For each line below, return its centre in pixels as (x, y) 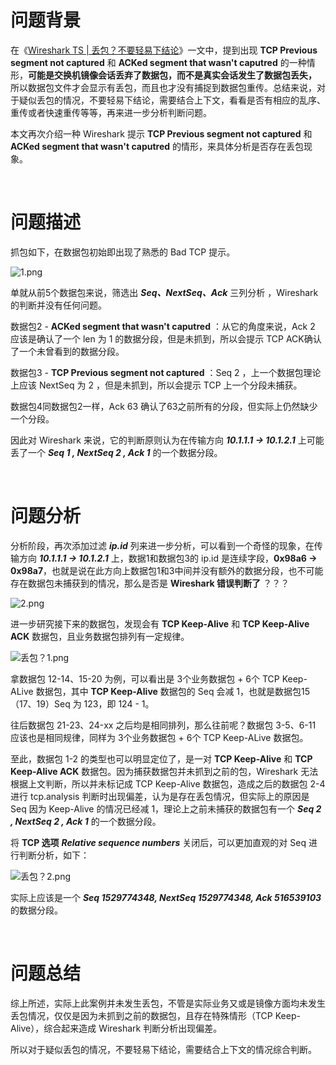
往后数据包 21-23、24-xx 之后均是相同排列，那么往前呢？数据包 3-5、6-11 (163, 725)
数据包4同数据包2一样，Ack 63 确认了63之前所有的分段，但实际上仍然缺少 (164, 406)
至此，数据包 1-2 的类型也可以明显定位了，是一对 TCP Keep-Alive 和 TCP (161, 758)
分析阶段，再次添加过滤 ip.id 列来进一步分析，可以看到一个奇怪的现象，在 (162, 545)
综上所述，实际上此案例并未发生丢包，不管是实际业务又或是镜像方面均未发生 (168, 1003)
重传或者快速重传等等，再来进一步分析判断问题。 (111, 112)
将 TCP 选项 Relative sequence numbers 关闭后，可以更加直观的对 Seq (158, 842)
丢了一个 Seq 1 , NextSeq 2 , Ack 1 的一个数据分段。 (116, 452)
